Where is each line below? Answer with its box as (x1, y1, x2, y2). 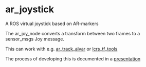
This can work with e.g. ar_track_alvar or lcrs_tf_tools (5, 46, 118, 52)
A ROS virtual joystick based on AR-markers (5, 20, 99, 27)
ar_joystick (5, 4, 54, 15)
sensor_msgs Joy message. (5, 36, 65, 42)
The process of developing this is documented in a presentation (5, 55, 141, 62)
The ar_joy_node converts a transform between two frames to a (5, 30, 140, 36)
